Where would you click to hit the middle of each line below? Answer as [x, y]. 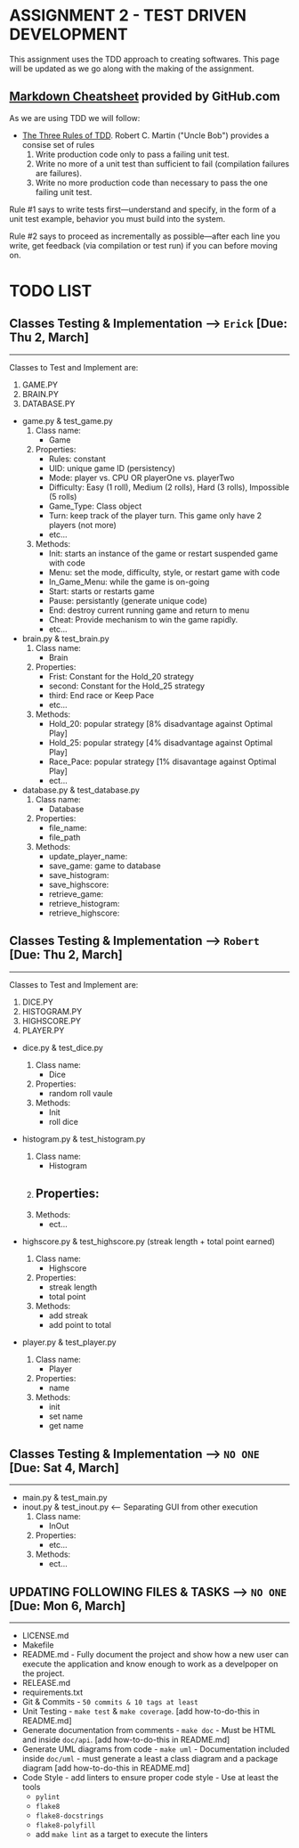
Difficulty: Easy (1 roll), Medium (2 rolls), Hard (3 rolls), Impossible [169, 487]
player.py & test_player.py [69, 1342]
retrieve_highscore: [84, 913]
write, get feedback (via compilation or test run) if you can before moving [144, 245]
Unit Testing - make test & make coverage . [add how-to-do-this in [141, 1711]
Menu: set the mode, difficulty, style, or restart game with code [164, 572]
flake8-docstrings [69, 1816]
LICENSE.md [45, 1636]
